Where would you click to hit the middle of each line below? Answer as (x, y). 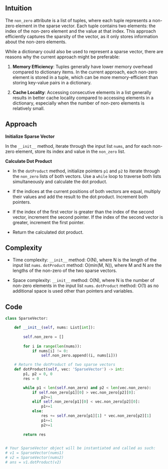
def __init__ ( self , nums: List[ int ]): (55, 328)
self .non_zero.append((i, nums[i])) (79, 356)
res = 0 (31, 379)
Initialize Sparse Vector (30, 136)
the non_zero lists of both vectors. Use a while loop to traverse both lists (87, 176)
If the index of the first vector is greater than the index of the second (83, 212)
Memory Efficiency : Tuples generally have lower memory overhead (82, 66)
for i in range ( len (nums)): (52, 346)
